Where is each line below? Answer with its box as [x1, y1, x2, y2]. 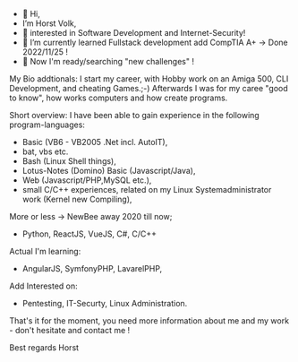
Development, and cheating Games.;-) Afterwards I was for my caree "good [9, 83, 288, 93]
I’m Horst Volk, [21, 18, 77, 29]
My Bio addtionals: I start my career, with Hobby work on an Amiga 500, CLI [9, 73, 289, 84]
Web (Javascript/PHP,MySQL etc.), [21, 175, 152, 185]
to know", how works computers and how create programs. [9, 92, 228, 103]
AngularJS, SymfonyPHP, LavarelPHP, [21, 263, 163, 273]
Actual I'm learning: [9, 246, 81, 256]
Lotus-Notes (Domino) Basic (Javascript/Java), [21, 166, 196, 176]
